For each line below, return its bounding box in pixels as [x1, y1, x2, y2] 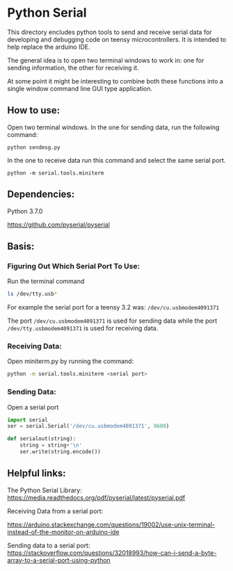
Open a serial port [7, 403, 59, 411]
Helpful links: [7, 467, 66, 479]
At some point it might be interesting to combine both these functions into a [7, 77, 224, 85]
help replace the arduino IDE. [7, 42, 90, 51]
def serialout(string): [7, 435, 77, 442]
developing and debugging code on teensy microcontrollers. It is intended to [7, 35, 227, 43]
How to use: [7, 104, 61, 116]
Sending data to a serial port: [7, 541, 90, 549]
